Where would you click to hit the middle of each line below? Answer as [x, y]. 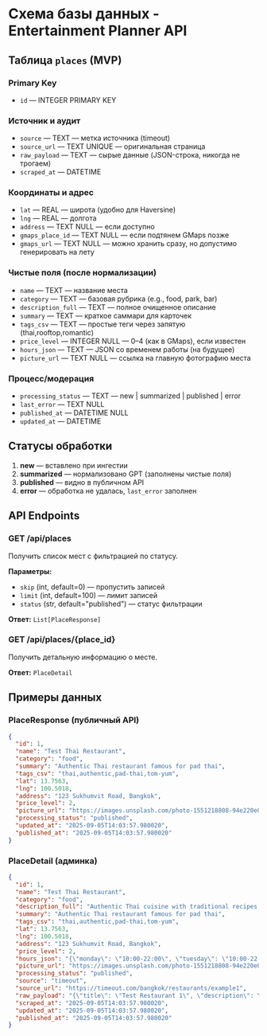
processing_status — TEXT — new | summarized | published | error [130, 396]
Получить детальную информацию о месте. [83, 657]
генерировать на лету [57, 252]
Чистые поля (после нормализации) [83, 273]
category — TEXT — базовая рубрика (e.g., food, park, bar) [118, 299]
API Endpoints [44, 516]
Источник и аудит [44, 120]
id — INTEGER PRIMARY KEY [68, 100]
